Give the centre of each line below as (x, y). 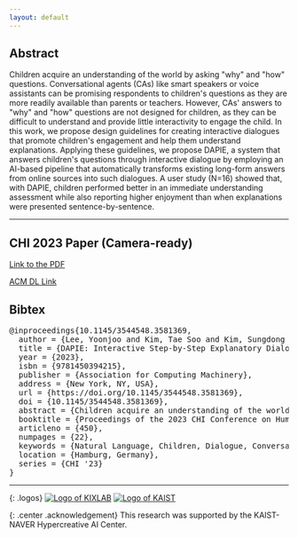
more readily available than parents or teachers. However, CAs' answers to (145, 103)
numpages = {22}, (56, 437)
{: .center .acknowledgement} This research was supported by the (131, 515)
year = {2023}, (51, 357)
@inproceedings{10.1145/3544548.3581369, (101, 331)
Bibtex (27, 309)
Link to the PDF (37, 265)
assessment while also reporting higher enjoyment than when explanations (146, 197)
